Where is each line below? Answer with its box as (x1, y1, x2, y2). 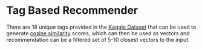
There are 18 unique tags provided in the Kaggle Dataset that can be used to (6, 23, 197, 30)
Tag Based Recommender (6, 4, 138, 17)
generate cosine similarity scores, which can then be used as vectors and (6, 29, 190, 36)
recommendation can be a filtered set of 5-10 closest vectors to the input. (6, 36, 190, 43)
